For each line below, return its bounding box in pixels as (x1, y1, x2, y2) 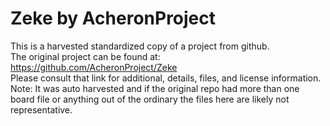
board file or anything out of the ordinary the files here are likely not (10, 93, 290, 105)
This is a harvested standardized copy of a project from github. (10, 40, 270, 52)
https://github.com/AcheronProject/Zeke (10, 61, 178, 73)
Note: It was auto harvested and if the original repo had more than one (10, 82, 300, 94)
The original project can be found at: (10, 50, 161, 62)
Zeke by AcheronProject (10, 7, 217, 30)
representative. (10, 103, 73, 116)
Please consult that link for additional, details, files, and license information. (10, 72, 322, 84)
